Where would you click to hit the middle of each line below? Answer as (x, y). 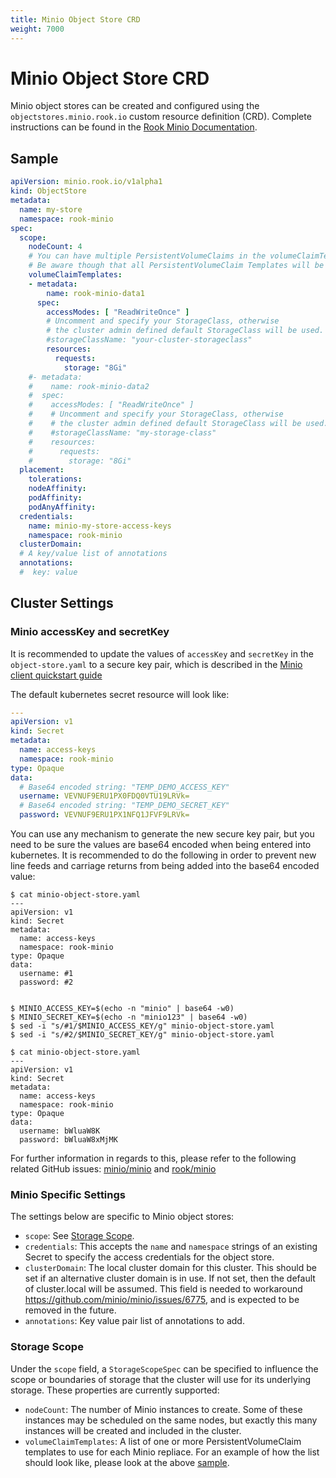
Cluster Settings (62, 603)
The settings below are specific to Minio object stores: (122, 1217)
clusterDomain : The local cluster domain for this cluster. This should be (170, 1268)
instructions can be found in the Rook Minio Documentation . (134, 127)
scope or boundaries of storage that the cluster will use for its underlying (161, 1379)
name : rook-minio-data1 (95, 293)
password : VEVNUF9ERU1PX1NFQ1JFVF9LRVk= (104, 815)
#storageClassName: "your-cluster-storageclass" (149, 340)
